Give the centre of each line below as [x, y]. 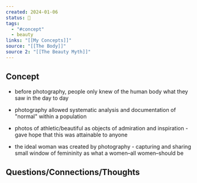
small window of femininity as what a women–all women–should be [99, 153]
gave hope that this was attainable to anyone [71, 135]
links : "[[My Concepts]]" [39, 40]
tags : [13, 23]
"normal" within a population [50, 116]
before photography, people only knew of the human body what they [101, 91]
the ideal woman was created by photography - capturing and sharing [103, 146]
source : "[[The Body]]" [36, 47]
